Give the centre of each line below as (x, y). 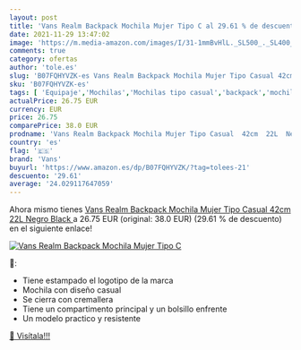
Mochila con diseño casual (72, 290)
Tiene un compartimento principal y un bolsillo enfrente (125, 309)
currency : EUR (36, 109)
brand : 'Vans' (36, 159)
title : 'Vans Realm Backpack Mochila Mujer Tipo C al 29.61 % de (133, 26)
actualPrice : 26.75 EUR (54, 101)
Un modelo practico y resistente (82, 319)
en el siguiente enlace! (51, 228)
